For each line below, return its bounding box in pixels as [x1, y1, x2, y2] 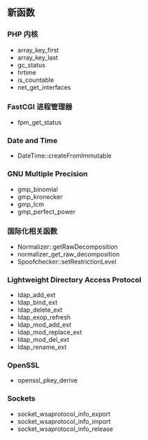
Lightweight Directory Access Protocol [7, 275, 142, 284]
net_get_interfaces [17, 83, 71, 91]
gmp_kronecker [17, 192, 63, 201]
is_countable [17, 76, 54, 84]
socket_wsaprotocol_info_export [17, 409, 111, 418]
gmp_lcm [17, 200, 44, 208]
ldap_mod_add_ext [17, 321, 72, 329]
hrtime [17, 68, 36, 76]
